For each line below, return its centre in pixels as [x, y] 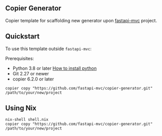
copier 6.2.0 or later [33, 79]
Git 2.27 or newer [31, 73]
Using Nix [21, 108]
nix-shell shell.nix [27, 120]
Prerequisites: [20, 58]
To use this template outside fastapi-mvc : [49, 49]
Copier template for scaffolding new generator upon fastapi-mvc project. [81, 20]
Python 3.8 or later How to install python [55, 68]
